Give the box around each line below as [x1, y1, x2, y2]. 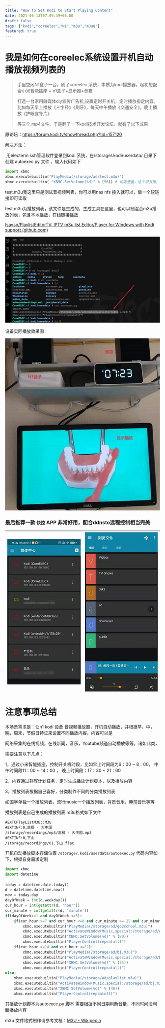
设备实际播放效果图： [5, 328, 48, 334]
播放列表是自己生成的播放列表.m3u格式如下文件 [5, 809, 102, 815]
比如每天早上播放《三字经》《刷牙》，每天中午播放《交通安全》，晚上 [17, 104, 153, 110]
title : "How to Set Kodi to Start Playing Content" [5, 8, 113, 13]
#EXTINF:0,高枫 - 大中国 [5, 825, 53, 830]
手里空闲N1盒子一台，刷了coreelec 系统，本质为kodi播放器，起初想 [17, 82, 153, 88]
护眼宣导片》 [26, 111, 52, 117]
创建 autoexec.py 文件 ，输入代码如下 [5, 159, 81, 165]
